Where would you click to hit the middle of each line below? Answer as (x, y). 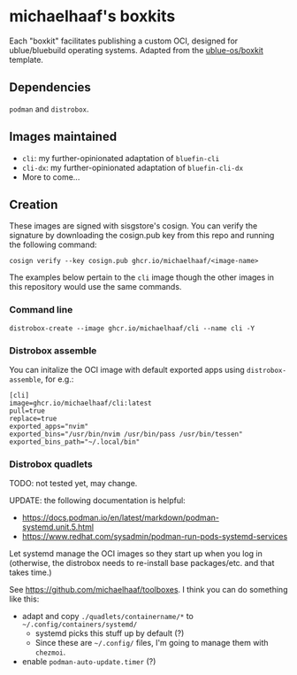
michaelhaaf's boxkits (92, 16)
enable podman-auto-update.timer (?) (89, 662)
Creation (34, 204)
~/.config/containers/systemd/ (80, 625)
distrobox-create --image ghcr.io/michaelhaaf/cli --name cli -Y (132, 328)
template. (27, 59)
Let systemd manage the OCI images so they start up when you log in (136, 554)
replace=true (33, 418)
